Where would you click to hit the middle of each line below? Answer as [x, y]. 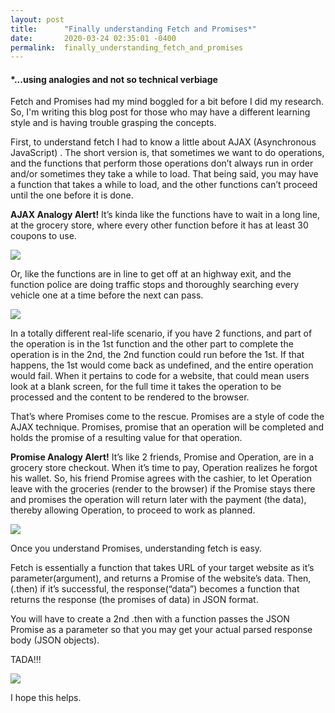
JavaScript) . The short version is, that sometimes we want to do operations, [167, 153]
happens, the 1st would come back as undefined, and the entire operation [162, 365]
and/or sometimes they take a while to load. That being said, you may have [164, 174]
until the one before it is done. [72, 195]
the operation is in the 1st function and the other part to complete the [152, 344]
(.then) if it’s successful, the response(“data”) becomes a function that [155, 589]
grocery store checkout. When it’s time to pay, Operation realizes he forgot [164, 468]
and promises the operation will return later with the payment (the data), [158, 500]
